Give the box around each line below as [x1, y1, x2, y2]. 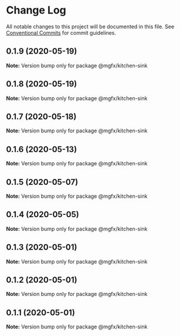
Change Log [6, 4, 66, 17]
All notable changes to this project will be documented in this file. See [6, 23, 175, 30]
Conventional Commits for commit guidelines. [6, 29, 116, 36]
